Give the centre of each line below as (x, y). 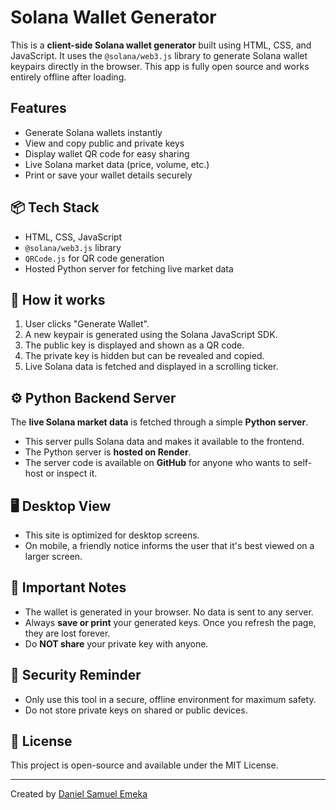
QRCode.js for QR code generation (94, 258)
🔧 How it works (58, 299)
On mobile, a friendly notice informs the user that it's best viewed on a (169, 545)
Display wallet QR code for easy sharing (107, 153)
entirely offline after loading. (68, 77)
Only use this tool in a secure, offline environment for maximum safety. (170, 699)
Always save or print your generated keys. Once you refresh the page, (170, 622)
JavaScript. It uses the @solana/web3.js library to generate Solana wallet (159, 55)
